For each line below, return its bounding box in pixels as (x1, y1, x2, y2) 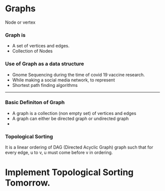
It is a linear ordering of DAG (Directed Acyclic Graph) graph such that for (5, 144, 154, 151)
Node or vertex (5, 19, 36, 25)
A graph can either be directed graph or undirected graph (12, 115, 129, 121)
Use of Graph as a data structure (5, 60, 84, 67)
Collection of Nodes (12, 48, 53, 54)
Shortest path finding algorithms (12, 82, 78, 88)
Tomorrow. (5, 177, 51, 189)
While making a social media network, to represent (12, 77, 115, 83)
